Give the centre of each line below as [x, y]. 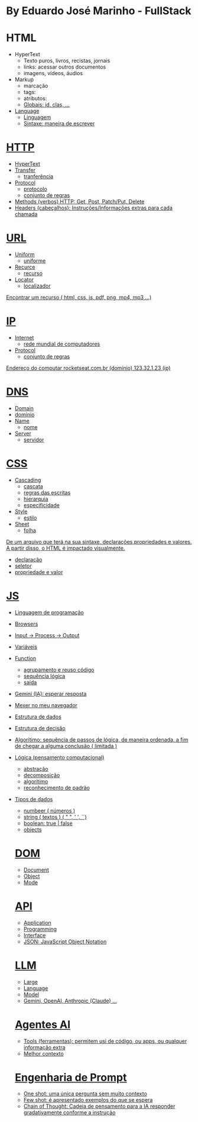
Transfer [25, 170]
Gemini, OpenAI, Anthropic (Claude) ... [70, 1001]
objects [33, 829]
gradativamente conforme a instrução [69, 1113]
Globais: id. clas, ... [46, 105]
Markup [24, 80]
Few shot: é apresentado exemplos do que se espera [88, 1100]
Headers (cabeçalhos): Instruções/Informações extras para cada [94, 208]
